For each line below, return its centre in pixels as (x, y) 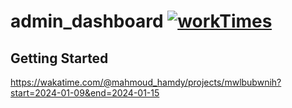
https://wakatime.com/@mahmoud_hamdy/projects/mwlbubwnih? (146, 82)
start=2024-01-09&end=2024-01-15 (85, 93)
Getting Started (59, 58)
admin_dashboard (87, 21)
